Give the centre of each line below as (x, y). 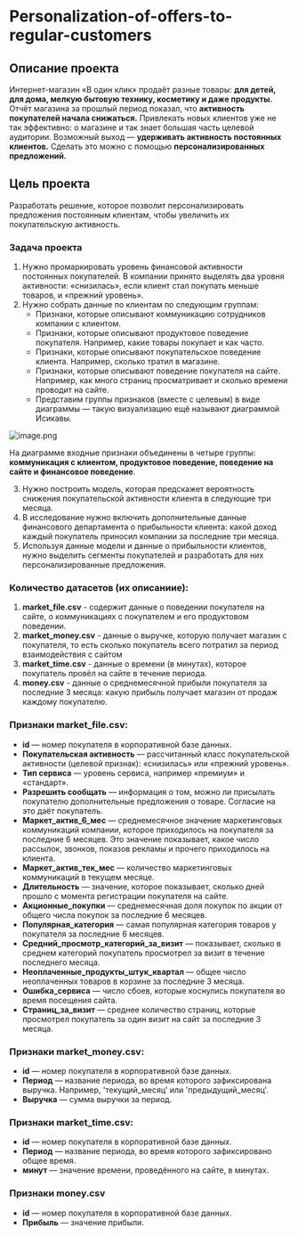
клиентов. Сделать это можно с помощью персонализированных (137, 146)
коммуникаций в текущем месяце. (88, 877)
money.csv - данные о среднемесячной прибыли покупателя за (145, 683)
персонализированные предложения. (94, 565)
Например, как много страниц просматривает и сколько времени (161, 381)
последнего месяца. (61, 962)
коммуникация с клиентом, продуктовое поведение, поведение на (141, 462)
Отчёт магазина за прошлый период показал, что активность (127, 108)
